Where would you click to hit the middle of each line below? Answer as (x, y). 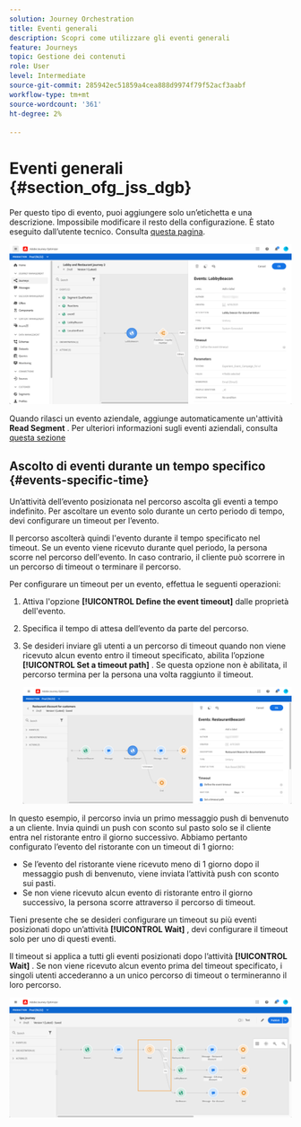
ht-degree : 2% (36, 114)
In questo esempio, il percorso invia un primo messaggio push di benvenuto (149, 818)
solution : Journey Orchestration (72, 19)
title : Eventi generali (54, 28)
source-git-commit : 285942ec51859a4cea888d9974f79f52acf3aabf (128, 85)
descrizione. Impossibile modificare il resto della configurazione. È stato (142, 222)
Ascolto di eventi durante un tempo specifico (138, 466)
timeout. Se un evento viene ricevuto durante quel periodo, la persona (138, 547)
